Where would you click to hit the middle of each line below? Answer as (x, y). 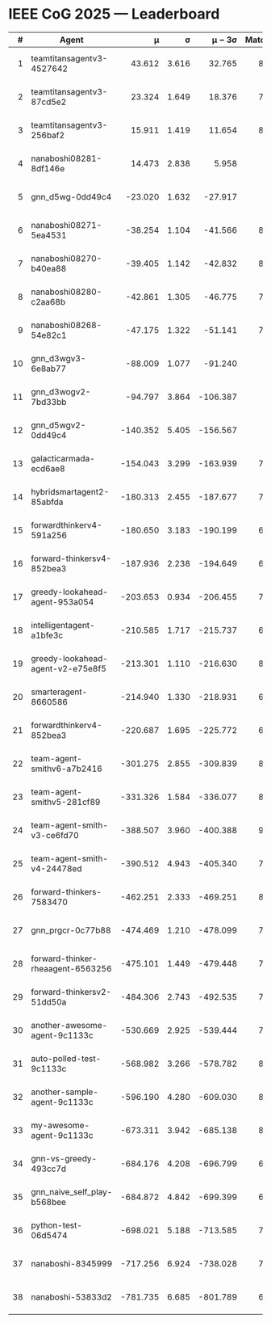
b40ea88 (49, 268)
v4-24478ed (56, 868)
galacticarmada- (63, 458)
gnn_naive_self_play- (72, 1191)
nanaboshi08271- (67, 225)
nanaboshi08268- (67, 325)
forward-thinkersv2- (71, 992)
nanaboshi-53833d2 (72, 1296)
